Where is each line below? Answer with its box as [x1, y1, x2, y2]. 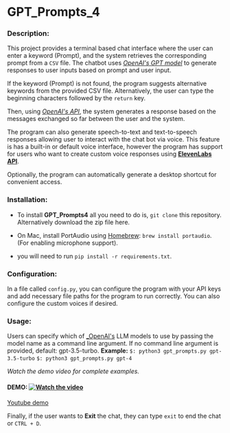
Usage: [7, 317, 32, 326]
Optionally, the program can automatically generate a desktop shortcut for [7, 170, 217, 179]
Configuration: [7, 269, 57, 278]
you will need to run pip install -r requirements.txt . [16, 252, 172, 260]
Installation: [7, 195, 48, 205]
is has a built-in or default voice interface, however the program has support [7, 142, 223, 151]
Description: [7, 29, 49, 38]
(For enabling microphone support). [16, 238, 118, 247]
